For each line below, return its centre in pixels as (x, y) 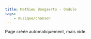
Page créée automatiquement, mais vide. (46, 32)
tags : (10, 14)
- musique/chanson (32, 18)
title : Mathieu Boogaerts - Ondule (41, 9)
